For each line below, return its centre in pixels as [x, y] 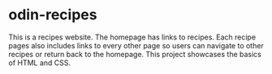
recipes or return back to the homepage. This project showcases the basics [135, 54]
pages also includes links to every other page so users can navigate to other [136, 45]
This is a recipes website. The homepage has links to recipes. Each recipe [132, 37]
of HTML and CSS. [40, 63]
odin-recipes [53, 15]
